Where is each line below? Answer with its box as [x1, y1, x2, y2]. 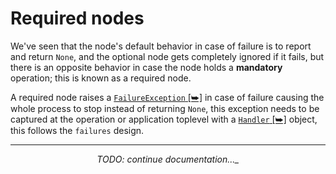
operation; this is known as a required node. [10, 72, 192, 84]
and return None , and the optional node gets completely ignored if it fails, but [10, 50, 325, 62]
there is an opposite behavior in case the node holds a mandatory [10, 61, 283, 73]
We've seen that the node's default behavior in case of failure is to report [10, 40, 312, 52]
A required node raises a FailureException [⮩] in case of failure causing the [10, 91, 325, 103]
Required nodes [10, 7, 145, 30]
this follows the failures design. [10, 124, 145, 136]
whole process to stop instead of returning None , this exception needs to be [10, 102, 320, 114]
